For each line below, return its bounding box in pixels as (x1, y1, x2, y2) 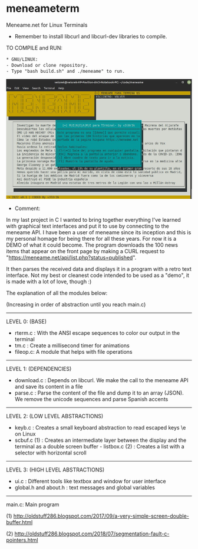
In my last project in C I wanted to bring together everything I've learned (6, 216, 181, 223)
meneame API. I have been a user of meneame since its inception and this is (6, 228, 192, 235)
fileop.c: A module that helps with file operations (14, 348, 133, 355)
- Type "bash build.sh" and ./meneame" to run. (6, 68, 126, 74)
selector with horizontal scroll (14, 449, 87, 456)
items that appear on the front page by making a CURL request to (6, 247, 165, 254)
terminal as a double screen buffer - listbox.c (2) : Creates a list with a (14, 443, 184, 450)
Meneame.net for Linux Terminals (6, 21, 88, 28)
